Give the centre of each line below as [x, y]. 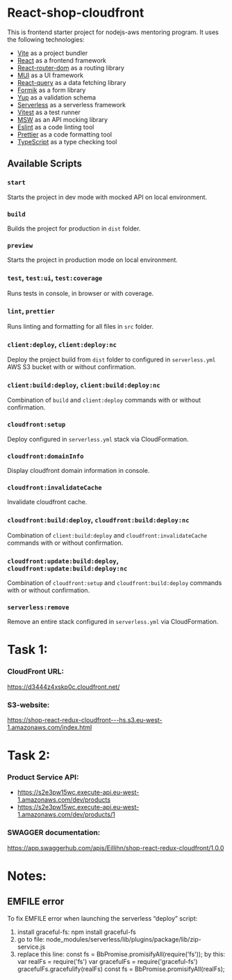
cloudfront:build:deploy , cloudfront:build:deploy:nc [98, 520]
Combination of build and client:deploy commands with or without [104, 400]
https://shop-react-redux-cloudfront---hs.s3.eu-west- [85, 720]
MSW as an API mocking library [63, 119]
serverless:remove [38, 607]
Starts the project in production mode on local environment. [93, 260]
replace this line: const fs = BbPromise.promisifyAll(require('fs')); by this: [121, 954]
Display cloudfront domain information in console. [78, 470]
